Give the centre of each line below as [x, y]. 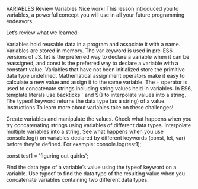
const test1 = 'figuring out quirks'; [47, 156]
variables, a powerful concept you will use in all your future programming [95, 15]
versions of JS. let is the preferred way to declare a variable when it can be [98, 57]
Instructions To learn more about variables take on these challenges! [90, 107]
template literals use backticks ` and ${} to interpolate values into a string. [96, 95]
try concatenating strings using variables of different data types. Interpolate [99, 125]
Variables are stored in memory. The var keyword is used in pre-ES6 [90, 51]
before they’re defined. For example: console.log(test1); [74, 144]
